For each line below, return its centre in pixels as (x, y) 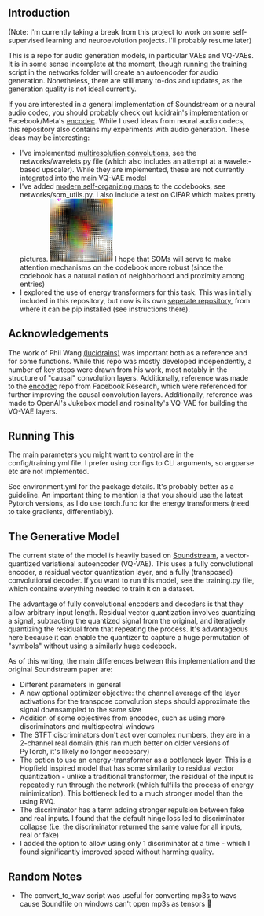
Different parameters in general (70, 685)
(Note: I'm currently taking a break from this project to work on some (119, 31)
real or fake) (39, 835)
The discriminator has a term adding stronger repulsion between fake (132, 810)
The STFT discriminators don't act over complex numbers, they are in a (135, 735)
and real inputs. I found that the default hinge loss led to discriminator (132, 819)
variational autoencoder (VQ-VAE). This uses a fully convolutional (148, 564)
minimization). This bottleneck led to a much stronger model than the (131, 793)
